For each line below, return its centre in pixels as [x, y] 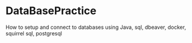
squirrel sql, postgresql [34, 33]
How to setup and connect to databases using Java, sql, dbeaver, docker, [96, 27]
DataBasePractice [51, 11]
